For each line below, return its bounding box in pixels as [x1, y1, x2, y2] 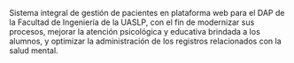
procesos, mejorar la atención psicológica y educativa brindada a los [9, 27, 261, 36]
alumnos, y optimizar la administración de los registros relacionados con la [9, 35, 282, 46]
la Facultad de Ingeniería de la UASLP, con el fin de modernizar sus [9, 17, 255, 28]
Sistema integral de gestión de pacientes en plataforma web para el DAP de [9, 8, 285, 18]
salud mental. [9, 45, 59, 56]
